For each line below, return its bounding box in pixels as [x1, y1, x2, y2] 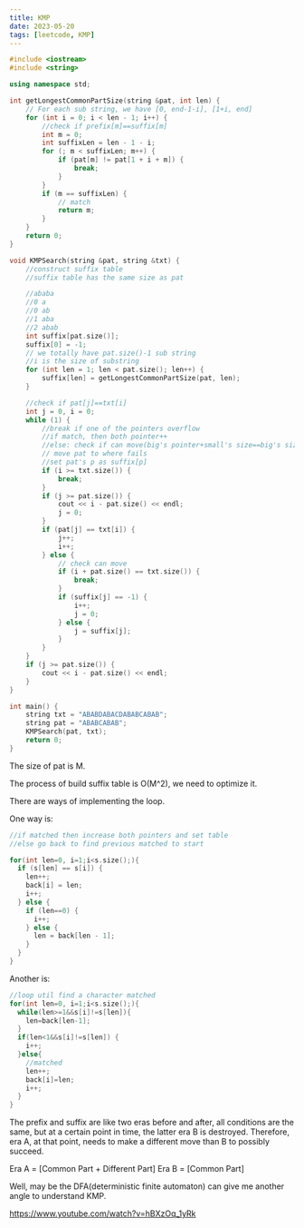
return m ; [57, 206, 95, 215]
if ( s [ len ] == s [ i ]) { [17, 864, 103, 873]
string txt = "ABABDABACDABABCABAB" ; [25, 710, 168, 720]
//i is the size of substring [25, 357, 140, 366]
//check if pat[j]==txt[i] [25, 398, 128, 408]
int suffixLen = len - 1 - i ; [42, 138, 156, 148]
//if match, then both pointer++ [42, 432, 168, 441]
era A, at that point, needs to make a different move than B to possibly [9, 1136, 270, 1147]
